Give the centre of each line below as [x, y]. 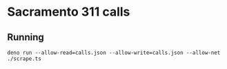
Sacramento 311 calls [69, 12]
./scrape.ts [24, 59]
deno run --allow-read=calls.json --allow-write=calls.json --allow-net [114, 53]
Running [26, 37]
